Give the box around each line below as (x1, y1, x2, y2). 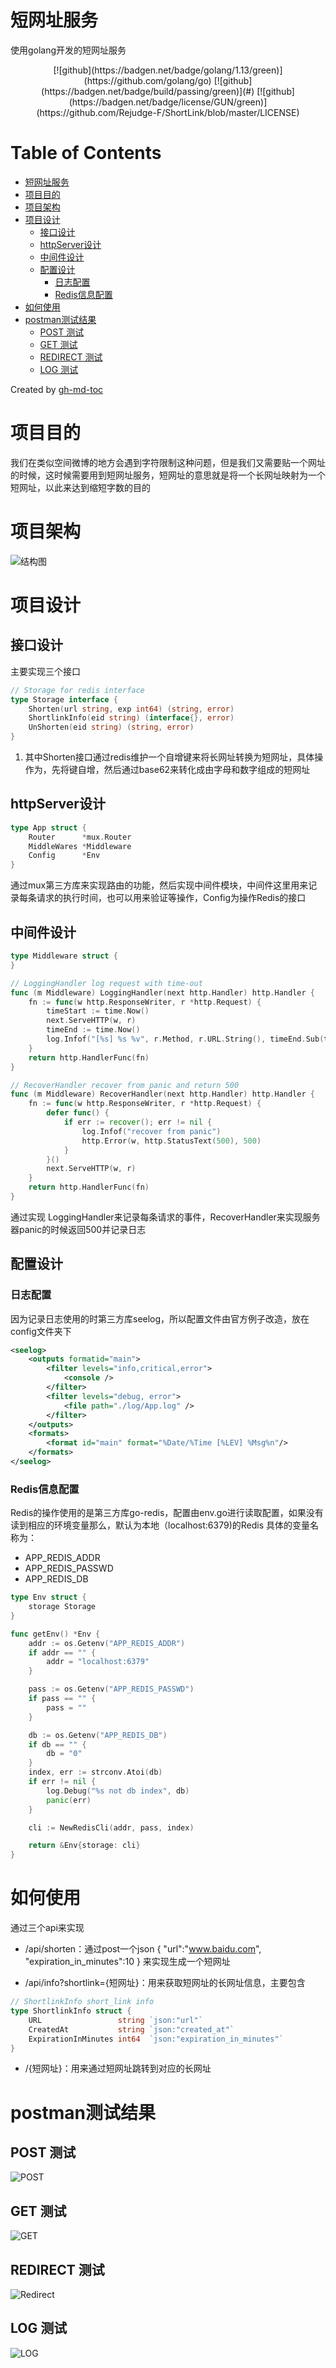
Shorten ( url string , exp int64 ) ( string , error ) (28, 704, 235, 714)
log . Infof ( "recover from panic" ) (81, 1126, 222, 1136)
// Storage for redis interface (10, 685, 145, 695)
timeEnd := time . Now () (46, 1025, 141, 1035)
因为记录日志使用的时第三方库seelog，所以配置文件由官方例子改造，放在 (10, 1312, 310, 1325)
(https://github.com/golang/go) (83, 74, 212, 86)
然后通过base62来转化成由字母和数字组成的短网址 (103, 764, 311, 775)
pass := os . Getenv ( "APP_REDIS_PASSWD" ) (28, 1684, 195, 1695)
